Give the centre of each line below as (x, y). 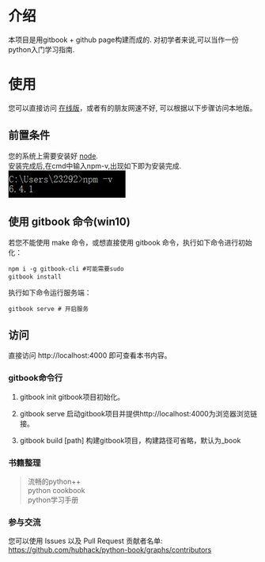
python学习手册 (53, 499)
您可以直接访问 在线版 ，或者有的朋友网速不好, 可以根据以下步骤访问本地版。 (132, 108)
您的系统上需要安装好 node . (53, 156)
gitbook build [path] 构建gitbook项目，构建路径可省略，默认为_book (130, 440)
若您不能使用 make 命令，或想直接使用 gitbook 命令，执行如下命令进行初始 (131, 242)
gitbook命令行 (36, 378)
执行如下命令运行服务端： (50, 292)
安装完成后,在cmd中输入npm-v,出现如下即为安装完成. (95, 165)
